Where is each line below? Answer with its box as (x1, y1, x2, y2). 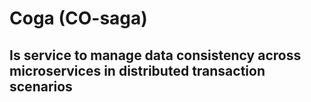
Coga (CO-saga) (9, 7, 148, 30)
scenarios (9, 78, 73, 95)
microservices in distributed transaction (9, 62, 266, 79)
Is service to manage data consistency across (9, 47, 302, 64)
